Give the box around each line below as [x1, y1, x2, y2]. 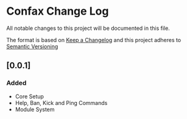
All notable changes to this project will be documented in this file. [6, 24, 171, 32]
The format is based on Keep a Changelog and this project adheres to [6, 36, 182, 43]
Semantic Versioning [6, 43, 58, 50]
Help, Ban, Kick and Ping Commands [15, 99, 108, 106]
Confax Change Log [6, 4, 109, 18]
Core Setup [15, 93, 44, 100]
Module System [15, 106, 55, 113]
